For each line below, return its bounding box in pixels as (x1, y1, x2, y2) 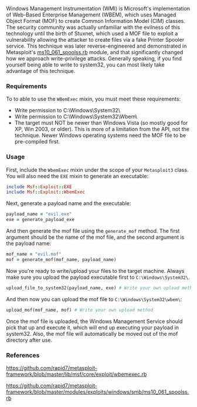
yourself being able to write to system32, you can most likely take (6, 61, 165, 68)
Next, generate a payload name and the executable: (6, 200, 131, 207)
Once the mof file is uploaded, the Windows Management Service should (6, 318, 183, 325)
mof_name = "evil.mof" (6, 251, 62, 258)
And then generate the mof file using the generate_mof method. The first (6, 228, 180, 235)
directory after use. (6, 336, 53, 343)
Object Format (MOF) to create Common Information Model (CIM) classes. (6, 18, 186, 24)
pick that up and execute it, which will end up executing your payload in (6, 323, 179, 331)
